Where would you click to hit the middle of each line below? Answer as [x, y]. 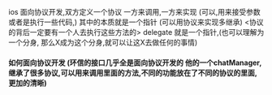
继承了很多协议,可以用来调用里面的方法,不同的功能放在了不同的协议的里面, [133, 72]
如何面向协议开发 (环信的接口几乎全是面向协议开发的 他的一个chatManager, [135, 63]
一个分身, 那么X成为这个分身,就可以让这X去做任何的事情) [103, 42]
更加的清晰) [28, 83]
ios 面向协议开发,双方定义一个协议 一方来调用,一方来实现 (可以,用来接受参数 [135, 12]
